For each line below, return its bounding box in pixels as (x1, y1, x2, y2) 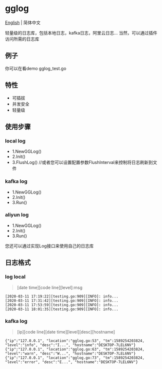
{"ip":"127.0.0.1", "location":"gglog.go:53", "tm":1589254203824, (5, 338, 145, 343)
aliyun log (5, 211, 29, 218)
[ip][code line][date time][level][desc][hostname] (17, 329, 115, 334)
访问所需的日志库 (5, 36, 39, 42)
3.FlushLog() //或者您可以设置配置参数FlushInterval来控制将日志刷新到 (12, 159, 153, 165)
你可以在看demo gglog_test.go (5, 65, 67, 71)
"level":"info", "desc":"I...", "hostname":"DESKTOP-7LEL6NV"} (5, 342, 136, 348)
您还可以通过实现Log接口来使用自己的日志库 (5, 243, 94, 248)
